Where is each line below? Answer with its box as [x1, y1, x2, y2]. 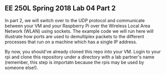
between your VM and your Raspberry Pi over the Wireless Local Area [5, 23, 150, 29]
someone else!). [5, 64, 38, 70]
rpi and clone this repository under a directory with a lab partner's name [5, 54, 155, 60]
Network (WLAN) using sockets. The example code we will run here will [5, 28, 154, 34]
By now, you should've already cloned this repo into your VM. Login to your [5, 48, 161, 54]
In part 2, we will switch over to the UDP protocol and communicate [5, 17, 145, 23]
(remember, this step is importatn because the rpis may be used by [5, 59, 144, 65]
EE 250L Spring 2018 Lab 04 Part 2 [5, 4, 116, 13]
